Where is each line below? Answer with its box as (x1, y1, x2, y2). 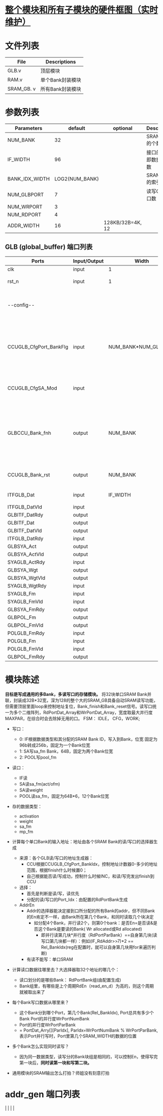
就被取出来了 (19, 989, 45, 995)
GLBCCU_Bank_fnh (7, 429, 51, 436)
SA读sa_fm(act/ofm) (19, 781, 60, 787)
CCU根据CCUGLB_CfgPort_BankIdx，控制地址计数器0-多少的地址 (26, 861, 158, 867)
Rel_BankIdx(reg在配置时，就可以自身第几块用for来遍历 (41, 944, 152, 950)
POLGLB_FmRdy (7, 629, 45, 636)
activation (19, 813, 39, 819)
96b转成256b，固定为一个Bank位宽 (19, 742, 91, 748)
